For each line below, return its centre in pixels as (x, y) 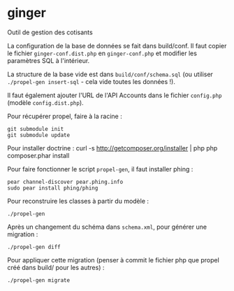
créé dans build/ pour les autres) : (56, 267)
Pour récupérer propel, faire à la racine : (65, 116)
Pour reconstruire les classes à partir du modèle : (78, 201)
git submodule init (36, 129)
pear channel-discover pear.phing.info (65, 182)
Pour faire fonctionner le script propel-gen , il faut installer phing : (100, 169)
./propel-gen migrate (39, 280)
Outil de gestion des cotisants (50, 32)
